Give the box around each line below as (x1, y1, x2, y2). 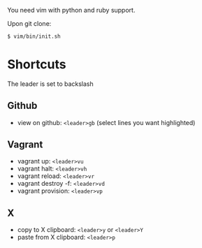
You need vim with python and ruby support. (7, 6, 136, 14)
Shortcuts (7, 57, 66, 73)
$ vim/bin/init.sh (7, 33, 61, 40)
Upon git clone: (7, 20, 52, 27)
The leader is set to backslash (7, 80, 94, 88)
